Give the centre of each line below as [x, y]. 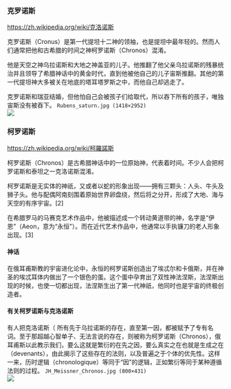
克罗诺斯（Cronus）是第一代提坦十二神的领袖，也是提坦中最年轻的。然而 [111, 42]
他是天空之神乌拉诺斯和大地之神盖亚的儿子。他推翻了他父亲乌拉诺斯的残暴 [112, 65]
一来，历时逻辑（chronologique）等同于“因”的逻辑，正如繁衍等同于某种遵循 [114, 362]
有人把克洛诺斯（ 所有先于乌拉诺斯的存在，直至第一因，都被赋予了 [101, 327]
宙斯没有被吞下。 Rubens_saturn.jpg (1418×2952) [77, 105]
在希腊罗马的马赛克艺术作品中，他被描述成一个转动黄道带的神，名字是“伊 [111, 217]
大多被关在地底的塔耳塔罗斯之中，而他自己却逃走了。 [112, 82]
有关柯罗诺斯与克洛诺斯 [40, 311]
